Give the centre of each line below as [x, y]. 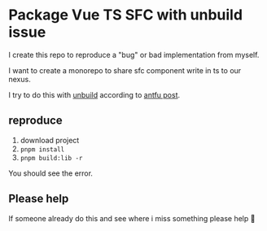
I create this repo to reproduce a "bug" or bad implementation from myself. [134, 54]
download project [50, 140]
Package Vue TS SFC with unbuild [125, 15]
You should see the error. [51, 173]
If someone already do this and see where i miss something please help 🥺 [132, 218]
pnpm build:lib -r [51, 158]
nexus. [20, 79]
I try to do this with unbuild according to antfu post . [94, 94]
